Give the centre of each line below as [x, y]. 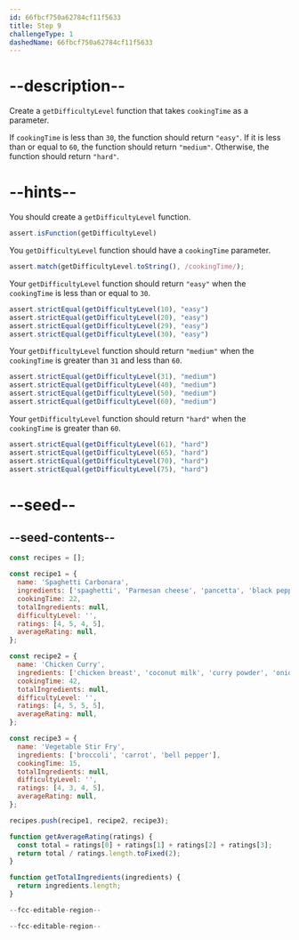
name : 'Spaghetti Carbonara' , [73, 582]
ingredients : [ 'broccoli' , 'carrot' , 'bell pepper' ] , [119, 755]
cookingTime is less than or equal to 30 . [80, 293]
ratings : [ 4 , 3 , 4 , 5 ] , [61, 788]
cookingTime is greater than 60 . [65, 428]
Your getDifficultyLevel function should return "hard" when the [128, 418]
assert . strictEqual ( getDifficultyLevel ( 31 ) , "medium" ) [113, 377]
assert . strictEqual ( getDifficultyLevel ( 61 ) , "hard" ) [109, 444]
